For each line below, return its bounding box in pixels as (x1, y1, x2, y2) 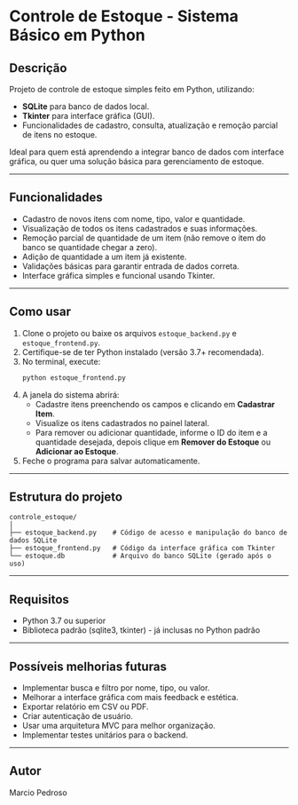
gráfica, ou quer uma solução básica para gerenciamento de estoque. (9, 156, 264, 166)
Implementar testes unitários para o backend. (21, 730, 189, 740)
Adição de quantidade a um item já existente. (21, 251, 187, 262)
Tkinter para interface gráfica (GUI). (21, 111, 155, 121)
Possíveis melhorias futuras (9, 659, 167, 674)
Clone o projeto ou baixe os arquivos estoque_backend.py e (21, 328, 237, 338)
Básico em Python (9, 25, 146, 45)
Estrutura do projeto (9, 489, 122, 504)
